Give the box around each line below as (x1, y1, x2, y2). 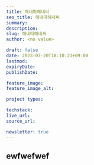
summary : (6, 20, 28, 26)
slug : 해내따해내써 (6, 31, 47, 37)
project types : (6, 96, 44, 102)
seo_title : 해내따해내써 (6, 14, 60, 20)
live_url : (6, 113, 31, 119)
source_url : (6, 118, 35, 124)
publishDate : (6, 69, 38, 75)
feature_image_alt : (6, 86, 54, 92)
